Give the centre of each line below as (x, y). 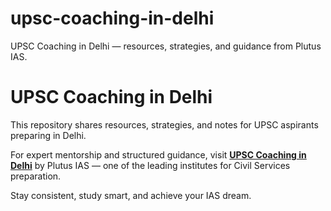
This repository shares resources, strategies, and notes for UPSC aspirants (164, 124)
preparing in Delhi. (48, 135)
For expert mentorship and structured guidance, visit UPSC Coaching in (158, 154)
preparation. (36, 176)
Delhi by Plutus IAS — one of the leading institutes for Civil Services (150, 165)
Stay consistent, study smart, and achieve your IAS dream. (131, 195)
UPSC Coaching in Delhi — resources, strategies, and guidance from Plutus (166, 46)
